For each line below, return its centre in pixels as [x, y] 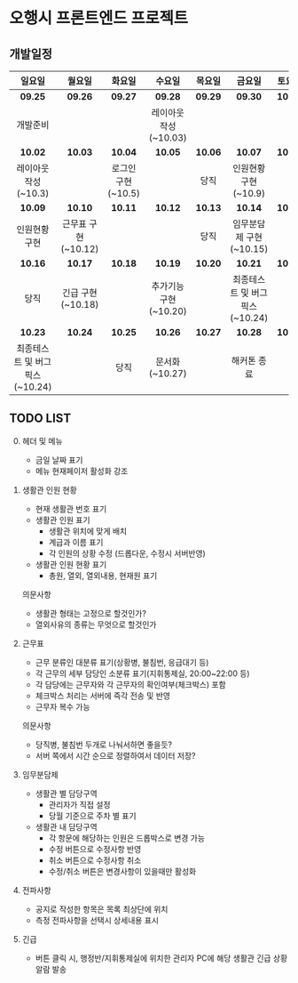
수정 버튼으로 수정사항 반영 [95, 849]
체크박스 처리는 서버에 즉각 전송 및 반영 [103, 696]
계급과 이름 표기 [76, 542]
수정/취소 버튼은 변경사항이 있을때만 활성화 [122, 871]
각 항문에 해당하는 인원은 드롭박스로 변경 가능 [127, 838]
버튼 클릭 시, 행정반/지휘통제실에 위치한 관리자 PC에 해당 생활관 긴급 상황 [161, 958]
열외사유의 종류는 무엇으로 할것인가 [96, 624]
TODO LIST [40, 419]
